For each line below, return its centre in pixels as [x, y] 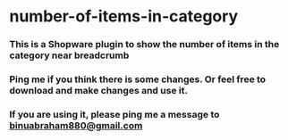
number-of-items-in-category [124, 16]
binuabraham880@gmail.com [76, 125]
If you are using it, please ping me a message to [114, 114]
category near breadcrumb [69, 55]
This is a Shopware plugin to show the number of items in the [144, 45]
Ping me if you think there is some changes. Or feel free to [138, 79]
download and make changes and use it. [98, 91]
